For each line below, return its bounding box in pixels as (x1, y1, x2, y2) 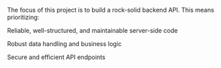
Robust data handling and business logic (7, 40, 122, 47)
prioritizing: (7, 13, 40, 21)
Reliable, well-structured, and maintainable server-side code (7, 27, 178, 34)
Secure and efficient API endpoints (7, 53, 106, 61)
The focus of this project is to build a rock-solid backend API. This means (7, 6, 215, 14)
